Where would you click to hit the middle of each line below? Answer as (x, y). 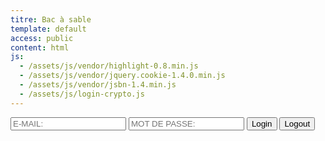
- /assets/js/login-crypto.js (82, 94)
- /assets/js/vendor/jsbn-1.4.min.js (98, 85)
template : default (48, 29)
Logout (297, 123)
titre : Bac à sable (51, 19)
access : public (42, 38)
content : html (40, 47)
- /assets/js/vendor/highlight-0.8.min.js (109, 66)
